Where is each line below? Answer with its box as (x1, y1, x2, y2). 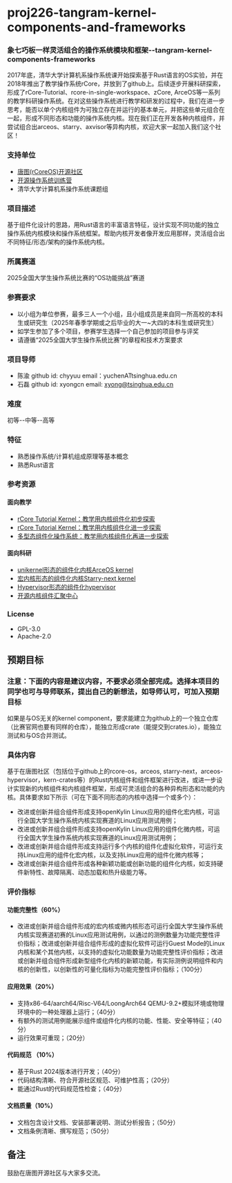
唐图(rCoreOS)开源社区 (17, 167, 83, 175)
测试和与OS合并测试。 (7, 731, 70, 739)
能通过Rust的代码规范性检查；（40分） (17, 1084, 126, 1093)
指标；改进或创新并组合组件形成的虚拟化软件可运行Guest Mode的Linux (23, 939, 225, 948)
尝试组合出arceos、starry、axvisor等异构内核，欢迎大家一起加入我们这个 (7, 123, 215, 131)
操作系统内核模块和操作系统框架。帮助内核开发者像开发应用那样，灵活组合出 (7, 229, 225, 237)
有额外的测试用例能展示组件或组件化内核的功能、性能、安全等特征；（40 (17, 1016, 222, 1024)
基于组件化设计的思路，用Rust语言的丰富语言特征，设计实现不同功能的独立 (7, 221, 220, 229)
